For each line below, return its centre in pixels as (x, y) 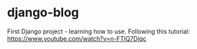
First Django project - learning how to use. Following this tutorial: (98, 31)
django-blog (43, 13)
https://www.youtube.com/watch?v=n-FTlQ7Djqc (77, 38)
